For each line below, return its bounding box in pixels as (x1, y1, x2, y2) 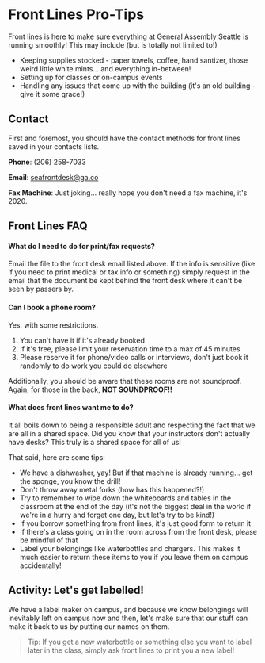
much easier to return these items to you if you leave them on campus (19, 552, 248, 561)
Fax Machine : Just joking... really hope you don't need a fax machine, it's (8, 188, 248, 197)
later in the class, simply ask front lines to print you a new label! (27, 645, 235, 655)
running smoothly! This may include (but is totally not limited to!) (8, 40, 218, 49)
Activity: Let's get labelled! (8, 584, 145, 597)
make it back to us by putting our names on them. (8, 621, 170, 631)
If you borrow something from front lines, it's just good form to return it (19, 518, 252, 528)
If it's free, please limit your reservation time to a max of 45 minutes (19, 343, 240, 354)
